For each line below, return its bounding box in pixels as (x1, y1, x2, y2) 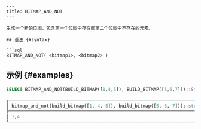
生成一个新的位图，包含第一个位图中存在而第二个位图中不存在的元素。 (6, 25, 154, 31)
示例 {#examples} (6, 70, 74, 81)
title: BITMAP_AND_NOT (6, 8, 63, 14)
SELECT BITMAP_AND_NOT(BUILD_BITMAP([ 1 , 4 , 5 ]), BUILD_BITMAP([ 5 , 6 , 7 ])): (6, 86, 188, 93)
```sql (6, 47, 23, 53)
